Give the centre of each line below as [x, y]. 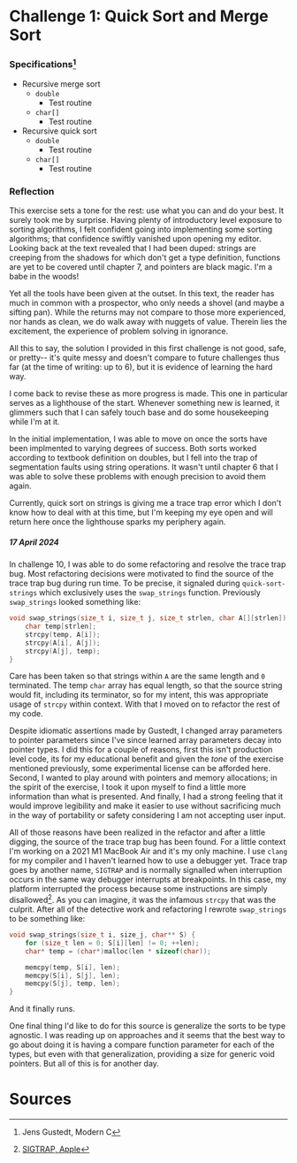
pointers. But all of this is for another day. [84, 1064]
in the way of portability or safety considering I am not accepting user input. [148, 815]
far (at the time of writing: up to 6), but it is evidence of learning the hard [141, 367]
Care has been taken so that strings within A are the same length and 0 [137, 676]
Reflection [32, 191]
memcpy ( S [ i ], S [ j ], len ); [73, 976]
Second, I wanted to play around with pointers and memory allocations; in [143, 778]
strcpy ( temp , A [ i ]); [63, 634]
